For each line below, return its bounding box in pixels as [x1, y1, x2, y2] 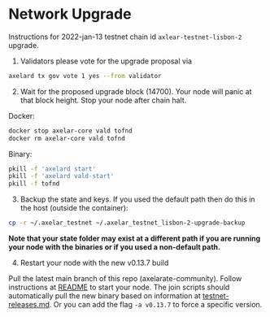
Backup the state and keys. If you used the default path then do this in [20, 194, 255, 204]
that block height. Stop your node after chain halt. [20, 95, 187, 105]
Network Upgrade [8, 5, 132, 24]
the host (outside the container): [20, 203, 128, 213]
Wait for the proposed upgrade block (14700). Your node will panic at [20, 86, 252, 96]
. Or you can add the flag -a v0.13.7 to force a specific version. [49, 300, 263, 310]
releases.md [8, 300, 50, 310]
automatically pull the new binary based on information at [8, 291, 201, 301]
